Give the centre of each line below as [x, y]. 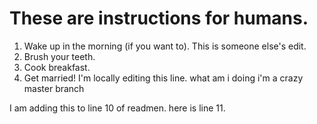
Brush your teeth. [59, 56]
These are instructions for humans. [159, 18]
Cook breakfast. [57, 67]
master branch [54, 88]
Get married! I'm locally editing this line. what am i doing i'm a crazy [163, 78]
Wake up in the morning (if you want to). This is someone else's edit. [165, 46]
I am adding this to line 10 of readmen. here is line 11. [117, 108]
